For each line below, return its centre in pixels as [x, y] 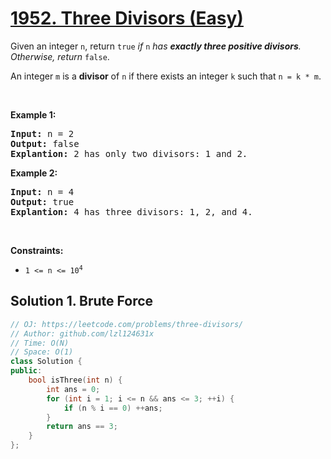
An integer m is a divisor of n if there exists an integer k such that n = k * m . [166, 76]
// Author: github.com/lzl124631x [82, 333]
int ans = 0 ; [73, 389]
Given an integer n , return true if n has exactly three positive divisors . [156, 46]
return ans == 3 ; [82, 427]
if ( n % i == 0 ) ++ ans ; [113, 408]
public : [26, 371]
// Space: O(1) [42, 352]
